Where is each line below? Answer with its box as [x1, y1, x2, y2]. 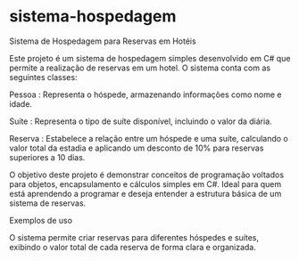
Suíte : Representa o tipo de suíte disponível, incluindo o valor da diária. [9, 116, 272, 126]
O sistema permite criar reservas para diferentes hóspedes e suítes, [9, 232, 259, 242]
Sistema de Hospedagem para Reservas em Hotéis [9, 36, 196, 46]
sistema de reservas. [9, 198, 87, 208]
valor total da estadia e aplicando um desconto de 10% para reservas [9, 143, 264, 153]
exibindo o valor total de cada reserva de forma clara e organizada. [9, 241, 256, 252]
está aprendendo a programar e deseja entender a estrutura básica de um [9, 188, 282, 199]
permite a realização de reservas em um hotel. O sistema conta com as [9, 62, 270, 73]
